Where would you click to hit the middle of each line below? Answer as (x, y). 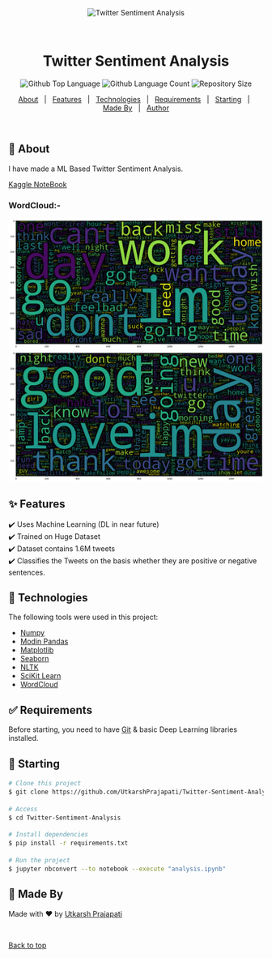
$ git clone (28, 792)
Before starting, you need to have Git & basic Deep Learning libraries (123, 729)
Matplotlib (37, 650)
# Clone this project (45, 784)
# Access (23, 809)
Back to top (28, 945)
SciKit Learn (40, 676)
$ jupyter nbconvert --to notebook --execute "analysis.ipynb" (117, 869)
